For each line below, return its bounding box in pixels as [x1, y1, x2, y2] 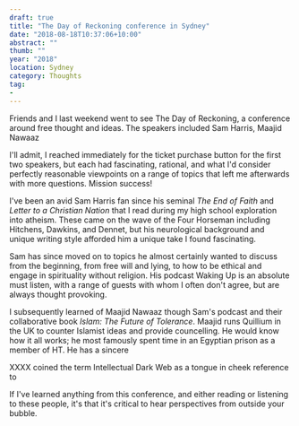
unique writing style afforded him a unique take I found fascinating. [9, 233, 257, 244]
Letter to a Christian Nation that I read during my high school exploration [9, 204, 278, 215]
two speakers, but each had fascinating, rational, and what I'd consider [9, 159, 271, 170]
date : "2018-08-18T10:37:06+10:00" [9, 30, 142, 39]
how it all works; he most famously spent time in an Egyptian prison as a [9, 335, 276, 345]
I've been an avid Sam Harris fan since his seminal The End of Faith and [9, 195, 275, 206]
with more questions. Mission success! [9, 178, 153, 188]
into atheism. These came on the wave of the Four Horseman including [9, 214, 271, 225]
